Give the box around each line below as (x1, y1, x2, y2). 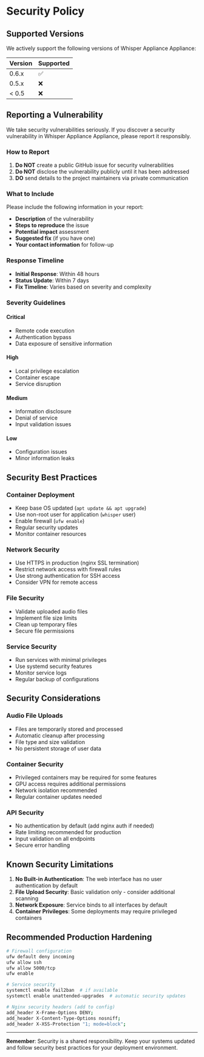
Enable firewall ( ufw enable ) (15, 518, 85, 525)
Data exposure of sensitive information (15, 340, 112, 347)
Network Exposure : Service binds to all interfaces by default (15, 901, 168, 908)
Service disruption (15, 381, 61, 388)
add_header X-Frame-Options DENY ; (6, 1010, 94, 1016)
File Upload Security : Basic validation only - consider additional (15, 888, 175, 896)
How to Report (6, 147, 50, 156)
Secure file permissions (15, 627, 75, 634)
